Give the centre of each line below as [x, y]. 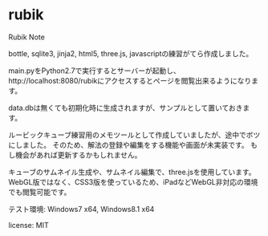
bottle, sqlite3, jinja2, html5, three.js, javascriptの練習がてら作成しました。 [131, 53]
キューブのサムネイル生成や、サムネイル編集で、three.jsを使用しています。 [132, 172]
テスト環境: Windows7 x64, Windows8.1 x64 [81, 209]
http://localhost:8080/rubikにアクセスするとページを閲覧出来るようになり [130, 80]
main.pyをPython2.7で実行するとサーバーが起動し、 [94, 71]
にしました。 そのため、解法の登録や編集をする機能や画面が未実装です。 [128, 144]
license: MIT [29, 225]
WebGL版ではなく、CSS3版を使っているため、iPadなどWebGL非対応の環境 [133, 181]
